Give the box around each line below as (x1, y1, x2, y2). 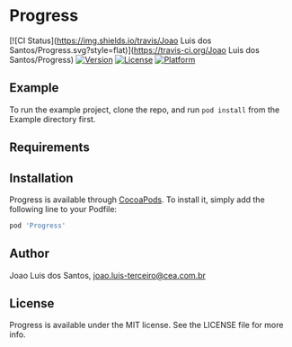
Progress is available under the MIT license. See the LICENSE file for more (9, 320, 284, 331)
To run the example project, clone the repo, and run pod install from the (9, 104, 280, 115)
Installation (9, 170, 74, 185)
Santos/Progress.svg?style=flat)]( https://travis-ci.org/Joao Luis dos (9, 44, 261, 55)
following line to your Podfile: (9, 203, 118, 214)
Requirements (9, 140, 90, 156)
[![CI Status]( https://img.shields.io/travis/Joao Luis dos (9, 35, 212, 46)
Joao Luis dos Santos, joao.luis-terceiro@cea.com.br (9, 270, 207, 280)
